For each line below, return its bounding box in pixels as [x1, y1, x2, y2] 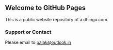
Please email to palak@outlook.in [5, 39, 71, 45]
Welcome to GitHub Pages [5, 4, 86, 12]
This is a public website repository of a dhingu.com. [5, 16, 109, 22]
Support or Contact [5, 28, 52, 35]
